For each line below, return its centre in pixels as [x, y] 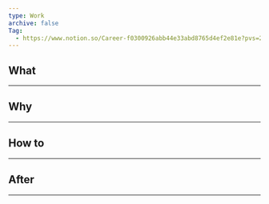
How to [26, 144]
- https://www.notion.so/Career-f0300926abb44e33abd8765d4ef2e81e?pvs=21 [141, 38]
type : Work [26, 16]
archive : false [34, 23]
